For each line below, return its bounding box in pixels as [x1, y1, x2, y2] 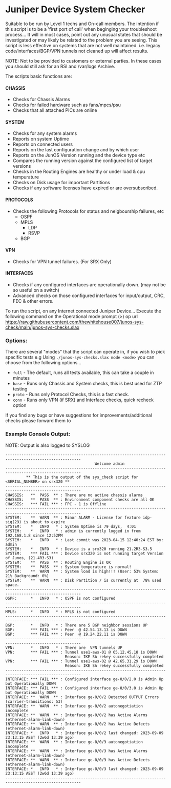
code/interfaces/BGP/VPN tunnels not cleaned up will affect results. [5, 48, 148, 54]
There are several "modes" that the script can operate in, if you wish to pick [5, 349, 165, 355]
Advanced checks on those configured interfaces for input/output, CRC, [12, 292, 165, 299]
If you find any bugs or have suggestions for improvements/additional [5, 412, 152, 419]
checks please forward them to [5, 418, 71, 424]
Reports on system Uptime [12, 136, 69, 142]
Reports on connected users [12, 141, 73, 147]
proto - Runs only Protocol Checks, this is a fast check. [12, 391, 130, 398]
